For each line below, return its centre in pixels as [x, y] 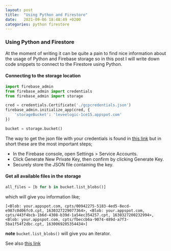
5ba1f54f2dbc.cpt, [25, 224]
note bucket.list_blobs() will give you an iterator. [58, 233]
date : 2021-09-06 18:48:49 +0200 [43, 19]
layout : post [19, 10]
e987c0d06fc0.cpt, [25, 210]
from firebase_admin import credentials [49, 91]
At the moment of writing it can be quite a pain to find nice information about [86, 53]
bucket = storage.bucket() [34, 129]
